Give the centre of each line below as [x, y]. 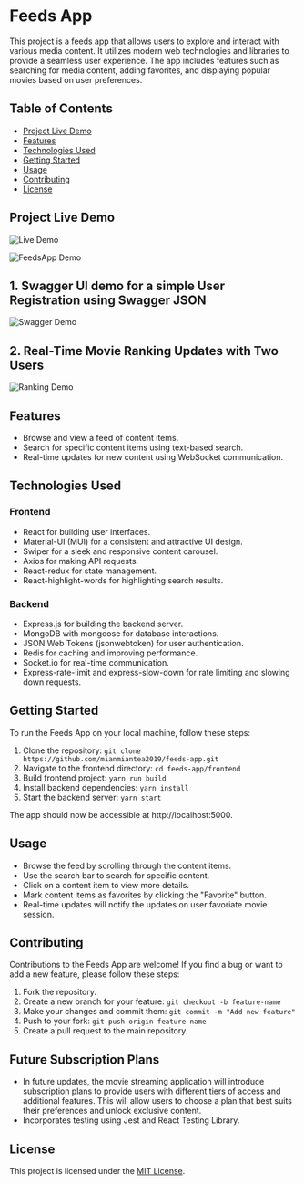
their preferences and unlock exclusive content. [112, 1111]
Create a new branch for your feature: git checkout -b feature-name [152, 1001]
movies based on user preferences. [76, 79]
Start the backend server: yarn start [92, 797]
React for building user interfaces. [86, 531]
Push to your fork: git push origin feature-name [114, 1021]
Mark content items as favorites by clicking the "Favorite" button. [144, 895]
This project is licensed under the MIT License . [97, 1171]
